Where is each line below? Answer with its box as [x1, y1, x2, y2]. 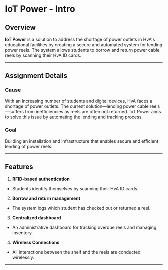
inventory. [12, 229, 33, 236]
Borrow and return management [12, 195, 81, 201]
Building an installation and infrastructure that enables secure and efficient [5, 138, 159, 144]
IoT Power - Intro [5, 3, 76, 15]
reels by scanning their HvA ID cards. [5, 52, 81, 58]
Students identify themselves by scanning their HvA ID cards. [12, 185, 139, 191]
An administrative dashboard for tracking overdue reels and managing [12, 224, 157, 230]
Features [5, 163, 33, 171]
